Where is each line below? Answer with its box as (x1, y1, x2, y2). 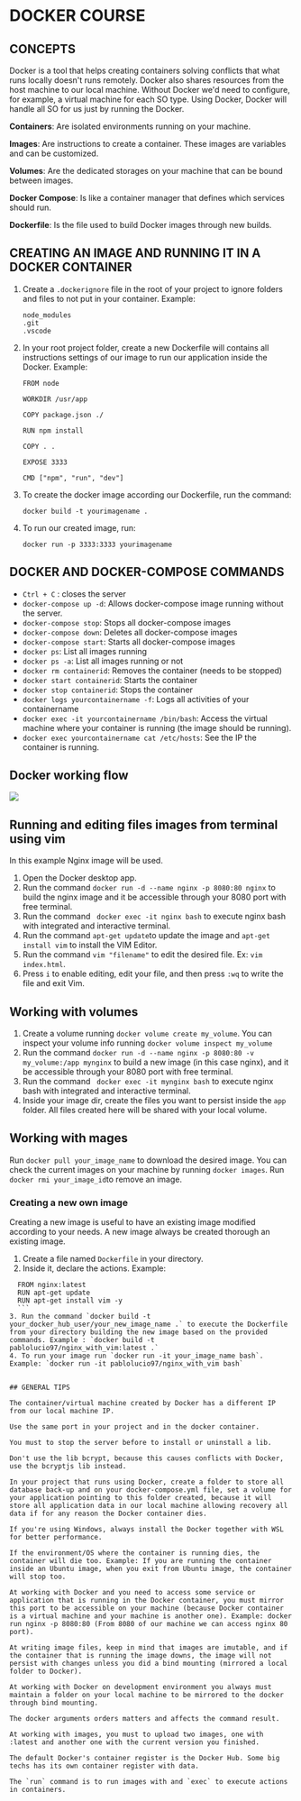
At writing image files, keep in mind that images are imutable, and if (9, 1643, 288, 1652)
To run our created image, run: (22, 522, 137, 533)
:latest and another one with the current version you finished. (9, 1738, 260, 1747)
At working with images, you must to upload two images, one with (9, 1730, 264, 1740)
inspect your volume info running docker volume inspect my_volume (22, 1038, 273, 1048)
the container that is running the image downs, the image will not (9, 1651, 272, 1660)
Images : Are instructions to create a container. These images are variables (9, 139, 287, 149)
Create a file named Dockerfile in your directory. (22, 1254, 205, 1265)
